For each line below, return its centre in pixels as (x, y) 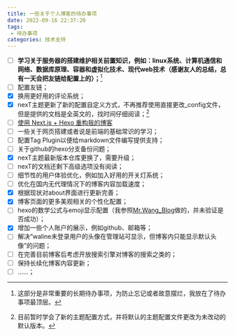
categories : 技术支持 (37, 40)
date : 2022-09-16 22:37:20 (47, 20)
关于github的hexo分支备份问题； (64, 148)
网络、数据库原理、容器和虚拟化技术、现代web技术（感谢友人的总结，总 (122, 69)
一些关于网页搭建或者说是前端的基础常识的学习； (88, 131)
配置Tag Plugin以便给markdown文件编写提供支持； (91, 140)
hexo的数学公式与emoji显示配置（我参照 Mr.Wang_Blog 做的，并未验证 (117, 210)
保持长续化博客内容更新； (54, 262)
